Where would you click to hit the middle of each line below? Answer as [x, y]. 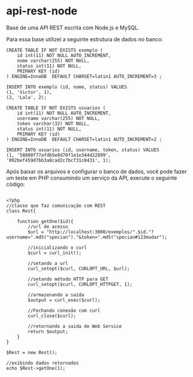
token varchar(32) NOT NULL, [53, 123]
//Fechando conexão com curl [64, 310]
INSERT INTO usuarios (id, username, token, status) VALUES [83, 150]
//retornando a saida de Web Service [75, 326]
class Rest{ [21, 211]
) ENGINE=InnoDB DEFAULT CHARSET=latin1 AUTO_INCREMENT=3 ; [84, 76]
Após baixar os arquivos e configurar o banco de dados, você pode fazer [96, 171]
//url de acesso [48, 227]
